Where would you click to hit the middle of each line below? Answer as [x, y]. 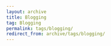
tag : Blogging [24, 23]
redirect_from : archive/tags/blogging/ [56, 34]
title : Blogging [26, 17]
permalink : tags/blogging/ [40, 28]
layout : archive [26, 12]
